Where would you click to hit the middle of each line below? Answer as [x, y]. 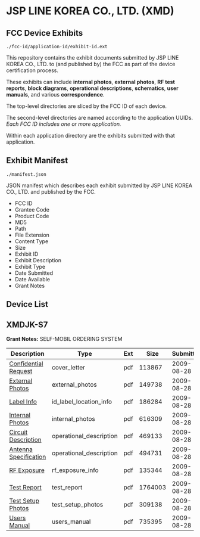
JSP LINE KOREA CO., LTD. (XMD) [90, 11]
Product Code [32, 216]
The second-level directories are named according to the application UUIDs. [100, 118]
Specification [28, 457]
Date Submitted [34, 273]
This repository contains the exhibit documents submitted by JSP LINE [93, 58]
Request [21, 371]
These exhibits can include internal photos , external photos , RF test [91, 82]
